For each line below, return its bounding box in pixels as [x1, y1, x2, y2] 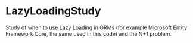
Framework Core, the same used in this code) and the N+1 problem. [5, 30, 172, 37]
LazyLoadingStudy [5, 4, 101, 18]
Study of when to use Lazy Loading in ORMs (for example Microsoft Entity [5, 24, 188, 31]
